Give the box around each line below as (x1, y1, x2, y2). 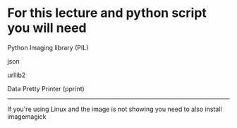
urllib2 (7, 71, 26, 79)
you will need (7, 20, 87, 36)
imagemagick (7, 112, 47, 121)
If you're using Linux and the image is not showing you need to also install (7, 105, 222, 113)
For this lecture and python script (7, 5, 207, 21)
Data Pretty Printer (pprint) (7, 84, 85, 93)
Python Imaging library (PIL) (7, 43, 89, 52)
